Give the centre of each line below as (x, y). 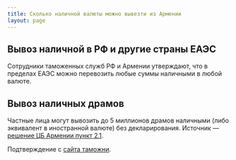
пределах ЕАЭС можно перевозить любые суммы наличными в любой (115, 74)
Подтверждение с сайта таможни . (59, 149)
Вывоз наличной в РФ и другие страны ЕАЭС (112, 49)
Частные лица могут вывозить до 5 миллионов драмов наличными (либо (118, 120)
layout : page (26, 21)
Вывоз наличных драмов (66, 103)
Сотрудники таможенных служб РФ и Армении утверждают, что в (108, 66)
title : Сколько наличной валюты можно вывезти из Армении (94, 14)
